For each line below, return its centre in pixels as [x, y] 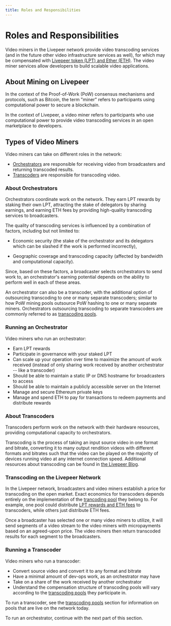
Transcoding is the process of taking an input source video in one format [81, 442]
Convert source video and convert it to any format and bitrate [77, 571]
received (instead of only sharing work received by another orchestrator [88, 365]
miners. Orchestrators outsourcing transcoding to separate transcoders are [84, 309]
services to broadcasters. [32, 216]
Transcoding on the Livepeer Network [53, 477]
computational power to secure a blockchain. [53, 105]
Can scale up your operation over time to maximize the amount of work [87, 359]
